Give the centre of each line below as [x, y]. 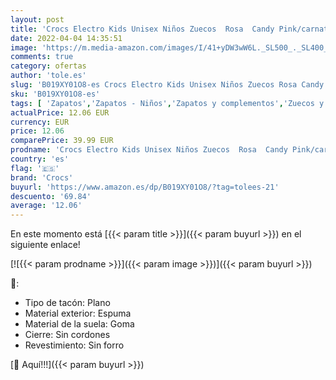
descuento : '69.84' [51, 196]
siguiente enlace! [45, 245]
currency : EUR [40, 122]
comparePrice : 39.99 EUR [62, 141]
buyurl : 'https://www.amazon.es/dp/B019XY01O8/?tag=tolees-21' [145, 187]
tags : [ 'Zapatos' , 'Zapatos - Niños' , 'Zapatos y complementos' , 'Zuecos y [167, 103]
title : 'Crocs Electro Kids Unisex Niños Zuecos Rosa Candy [142, 29]
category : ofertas [48, 66]
